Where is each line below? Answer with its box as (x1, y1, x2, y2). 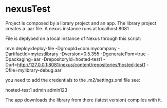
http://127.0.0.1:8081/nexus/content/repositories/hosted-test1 (17, 61, 145, 68)
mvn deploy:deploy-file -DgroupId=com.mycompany (5, 45, 117, 51)
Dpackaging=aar (5, 56, 41, 62)
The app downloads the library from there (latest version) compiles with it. (5, 97, 162, 103)
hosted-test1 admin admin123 (5, 87, 68, 93)
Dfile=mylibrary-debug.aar (5, 67, 62, 73)
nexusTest (5, 3, 50, 15)
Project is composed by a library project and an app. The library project (5, 20, 157, 26)
